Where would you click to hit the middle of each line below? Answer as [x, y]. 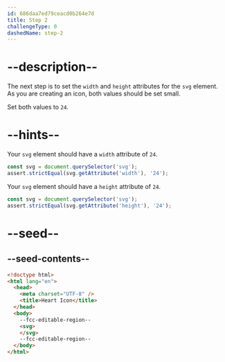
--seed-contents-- [48, 259]
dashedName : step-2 [35, 33]
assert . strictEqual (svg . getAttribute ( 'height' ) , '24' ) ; [89, 206]
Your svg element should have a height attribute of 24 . [84, 186]
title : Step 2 [28, 20]
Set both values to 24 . [38, 107]
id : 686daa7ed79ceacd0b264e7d [51, 13]
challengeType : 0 [32, 26]
